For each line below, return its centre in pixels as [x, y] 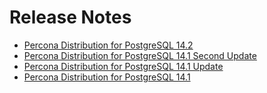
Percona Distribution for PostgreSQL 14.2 [108, 45]
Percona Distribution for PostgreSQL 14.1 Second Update [140, 55]
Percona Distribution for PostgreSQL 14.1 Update [123, 66]
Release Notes [70, 17]
